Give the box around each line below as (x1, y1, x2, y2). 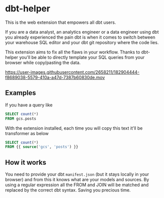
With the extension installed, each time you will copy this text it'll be (5, 125, 143, 131)
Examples (5, 89, 36, 97)
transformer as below (5, 130, 49, 136)
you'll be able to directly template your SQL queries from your (19, 54, 145, 60)
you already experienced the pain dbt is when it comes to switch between (5, 34, 156, 40)
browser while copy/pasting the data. (5, 59, 81, 65)
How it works (5, 158, 46, 166)
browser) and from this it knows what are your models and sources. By (5, 177, 149, 183)
